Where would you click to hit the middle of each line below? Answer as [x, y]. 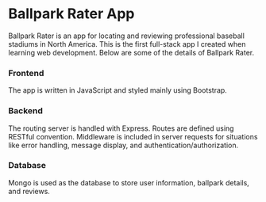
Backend [26, 111]
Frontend [26, 73]
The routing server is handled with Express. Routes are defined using [121, 128]
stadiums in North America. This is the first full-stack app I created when [127, 44]
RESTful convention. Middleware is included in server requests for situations [133, 136]
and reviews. [29, 191]
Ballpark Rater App [71, 14]
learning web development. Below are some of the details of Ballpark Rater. [131, 52]
